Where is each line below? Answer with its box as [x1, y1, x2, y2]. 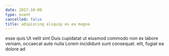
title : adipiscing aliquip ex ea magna [5, 21, 90, 27]
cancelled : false [5, 17, 42, 22]
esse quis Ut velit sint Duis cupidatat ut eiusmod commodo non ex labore [5, 35, 159, 41]
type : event [5, 12, 31, 17]
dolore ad [5, 46, 25, 52]
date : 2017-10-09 [5, 7, 42, 13]
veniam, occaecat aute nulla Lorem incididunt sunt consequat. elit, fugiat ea [5, 41, 164, 47]
